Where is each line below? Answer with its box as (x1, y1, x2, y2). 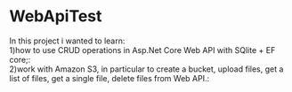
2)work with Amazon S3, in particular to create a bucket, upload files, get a (9, 64, 284, 74)
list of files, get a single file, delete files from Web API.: (9, 73, 210, 83)
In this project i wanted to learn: (9, 35, 126, 46)
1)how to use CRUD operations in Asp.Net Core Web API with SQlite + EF (9, 44, 276, 55)
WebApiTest (9, 6, 102, 27)
